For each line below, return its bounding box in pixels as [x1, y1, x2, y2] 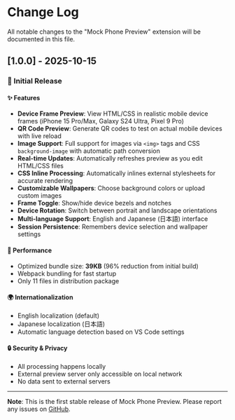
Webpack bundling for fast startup [17, 269, 117, 278]
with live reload [17, 132, 62, 140]
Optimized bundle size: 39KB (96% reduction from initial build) [17, 262, 199, 270]
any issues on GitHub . [7, 405, 71, 414]
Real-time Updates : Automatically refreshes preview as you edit [17, 154, 203, 163]
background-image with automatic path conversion [17, 147, 161, 155]
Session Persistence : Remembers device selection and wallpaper [17, 222, 208, 231]
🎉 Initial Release [7, 76, 63, 86]
